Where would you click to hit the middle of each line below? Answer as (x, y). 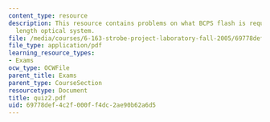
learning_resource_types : (51, 53)
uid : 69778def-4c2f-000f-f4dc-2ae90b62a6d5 (82, 105)
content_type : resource (48, 16)
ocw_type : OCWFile (39, 68)
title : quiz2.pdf (37, 98)
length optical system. (55, 31)
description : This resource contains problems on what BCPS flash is (127, 23)
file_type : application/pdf (55, 46)
